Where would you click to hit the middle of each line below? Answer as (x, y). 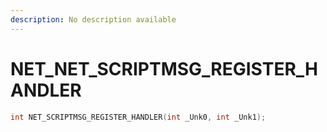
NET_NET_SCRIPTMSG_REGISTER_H (164, 68)
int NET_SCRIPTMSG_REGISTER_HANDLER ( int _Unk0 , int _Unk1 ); (138, 117)
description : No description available (93, 19)
